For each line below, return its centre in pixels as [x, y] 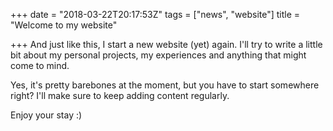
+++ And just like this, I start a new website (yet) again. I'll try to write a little [166, 44]
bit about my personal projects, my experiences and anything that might [158, 55]
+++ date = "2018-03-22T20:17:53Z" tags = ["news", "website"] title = [155, 14]
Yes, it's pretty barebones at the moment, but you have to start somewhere [165, 85]
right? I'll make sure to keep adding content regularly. [120, 95]
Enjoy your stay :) [46, 115]
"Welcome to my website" [64, 25]
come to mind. [40, 65]
